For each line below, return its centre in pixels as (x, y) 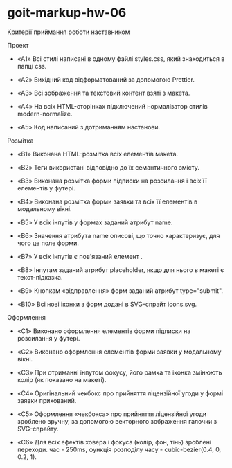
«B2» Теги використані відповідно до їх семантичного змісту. (108, 167)
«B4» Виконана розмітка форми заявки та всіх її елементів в (107, 201)
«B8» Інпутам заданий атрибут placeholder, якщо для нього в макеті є (121, 270)
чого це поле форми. (48, 243)
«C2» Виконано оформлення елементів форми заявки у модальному (119, 352)
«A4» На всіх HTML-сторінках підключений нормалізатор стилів (112, 106)
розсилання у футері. (48, 338)
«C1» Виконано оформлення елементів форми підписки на (104, 331)
